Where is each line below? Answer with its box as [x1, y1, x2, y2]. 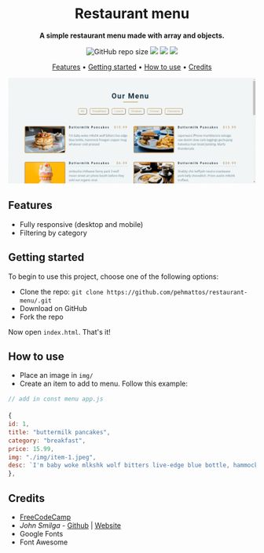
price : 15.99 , [8, 445, 55, 452]
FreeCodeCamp [19, 512, 71, 522]
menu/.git [19, 296, 53, 305]
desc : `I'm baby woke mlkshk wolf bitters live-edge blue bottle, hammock [8, 461, 258, 470]
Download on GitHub [19, 303, 88, 313]
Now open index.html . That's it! [8, 327, 112, 336]
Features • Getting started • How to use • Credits [52, 62, 212, 71]
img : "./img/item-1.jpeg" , [8, 453, 97, 461]
